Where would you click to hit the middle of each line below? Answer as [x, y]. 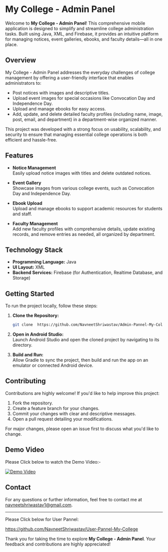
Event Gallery [27, 183]
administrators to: [23, 83]
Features [19, 156]
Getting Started [30, 294]
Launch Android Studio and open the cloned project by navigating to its [86, 340]
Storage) [21, 278]
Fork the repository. [33, 403]
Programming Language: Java [44, 262]
